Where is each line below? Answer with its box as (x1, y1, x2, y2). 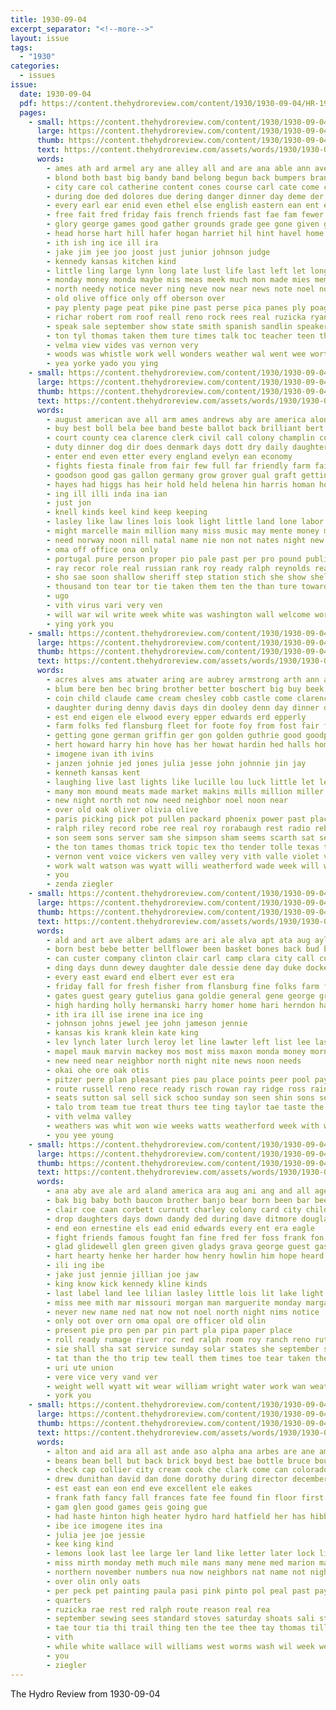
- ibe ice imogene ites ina (46, 1521, 163, 1531)
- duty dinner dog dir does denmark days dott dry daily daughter (46, 442, 329, 453)
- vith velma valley (46, 1112, 132, 1122)
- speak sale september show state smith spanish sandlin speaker (46, 321, 329, 331)
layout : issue (10, 33, 70, 43)
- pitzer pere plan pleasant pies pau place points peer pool (46, 1074, 311, 1085)
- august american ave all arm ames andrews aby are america (46, 414, 307, 425)
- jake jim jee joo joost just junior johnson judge (46, 247, 271, 257)
